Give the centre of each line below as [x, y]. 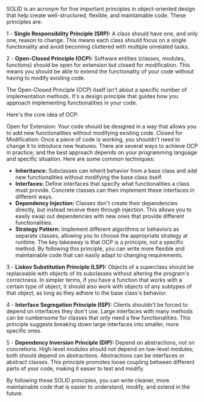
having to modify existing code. [46, 78]
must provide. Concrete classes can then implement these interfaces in [105, 190]
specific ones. [24, 331]
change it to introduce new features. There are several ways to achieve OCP [102, 146]
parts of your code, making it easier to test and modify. [75, 368]
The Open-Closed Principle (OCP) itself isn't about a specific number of [97, 90]
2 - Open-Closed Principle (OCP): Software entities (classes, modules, [96, 58]
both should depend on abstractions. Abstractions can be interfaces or [96, 356]
